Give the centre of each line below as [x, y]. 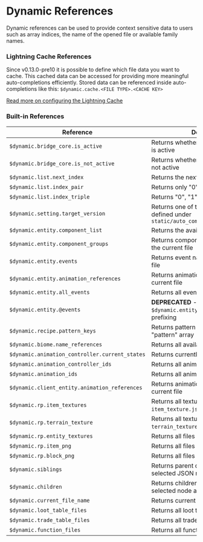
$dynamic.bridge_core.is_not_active [62, 164]
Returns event [171, 257]
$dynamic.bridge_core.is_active [56, 146]
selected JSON [173, 473]
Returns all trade [175, 520]
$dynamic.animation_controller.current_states [78, 354]
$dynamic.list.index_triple [50, 197]
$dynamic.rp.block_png [42, 456]
